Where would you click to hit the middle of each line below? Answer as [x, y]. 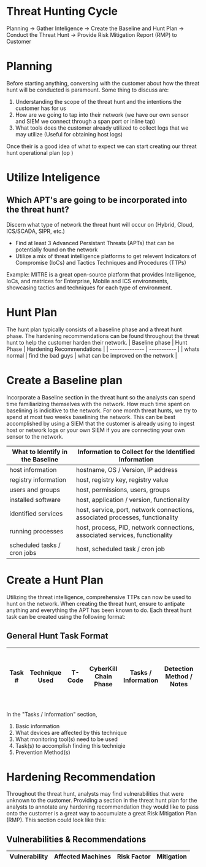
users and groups [35, 490]
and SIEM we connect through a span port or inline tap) [85, 121]
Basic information [37, 726]
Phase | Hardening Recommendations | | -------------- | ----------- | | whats [103, 349]
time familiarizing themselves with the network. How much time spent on [98, 404]
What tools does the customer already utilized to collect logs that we [102, 128]
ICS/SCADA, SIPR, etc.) [36, 231]
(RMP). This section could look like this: [56, 820]
